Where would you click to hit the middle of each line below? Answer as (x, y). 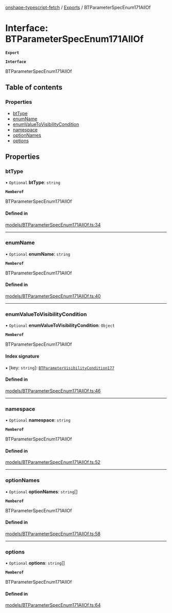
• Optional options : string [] (35, 563)
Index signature (22, 356)
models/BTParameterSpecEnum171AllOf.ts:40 (53, 296)
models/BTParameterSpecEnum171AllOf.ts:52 (53, 462)
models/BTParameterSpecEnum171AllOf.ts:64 (53, 605)
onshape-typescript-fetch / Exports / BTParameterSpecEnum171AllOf (78, 7)
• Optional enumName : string (38, 254)
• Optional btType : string (33, 182)
